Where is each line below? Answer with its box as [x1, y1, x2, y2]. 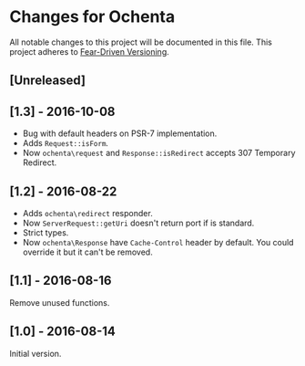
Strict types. [22, 226, 69, 238]
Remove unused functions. [9, 297, 110, 308]
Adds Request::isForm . [22, 138, 109, 149]
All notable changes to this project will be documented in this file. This [9, 37, 273, 47]
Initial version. [9, 348, 62, 359]
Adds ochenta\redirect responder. [22, 207, 153, 218]
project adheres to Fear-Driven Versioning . [9, 46, 170, 57]
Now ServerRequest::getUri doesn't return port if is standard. [22, 217, 255, 228]
